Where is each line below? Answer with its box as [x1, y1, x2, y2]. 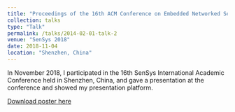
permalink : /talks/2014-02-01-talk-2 [7, 29, 117, 37]
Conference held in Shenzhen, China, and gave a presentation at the [7, 76, 204, 84]
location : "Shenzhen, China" [7, 50, 92, 57]
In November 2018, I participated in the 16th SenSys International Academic [7, 68, 225, 77]
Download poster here [7, 97, 72, 105]
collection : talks [7, 17, 61, 24]
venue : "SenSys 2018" [7, 36, 71, 43]
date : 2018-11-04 [7, 43, 58, 50]
